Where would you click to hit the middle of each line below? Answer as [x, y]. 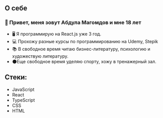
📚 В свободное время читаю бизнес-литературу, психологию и [81, 49]
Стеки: [16, 77]
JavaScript [23, 89]
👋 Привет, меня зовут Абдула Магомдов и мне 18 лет [73, 23]
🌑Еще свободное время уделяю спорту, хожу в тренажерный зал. [84, 61]
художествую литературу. [40, 56]
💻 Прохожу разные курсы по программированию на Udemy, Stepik [85, 41]
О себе [16, 8]
